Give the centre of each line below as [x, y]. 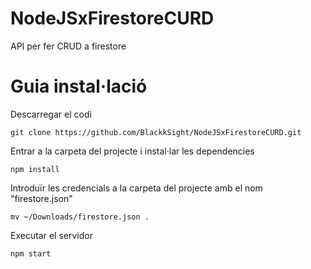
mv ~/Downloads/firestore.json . [80, 217]
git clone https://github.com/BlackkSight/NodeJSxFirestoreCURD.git [156, 132]
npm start [31, 253]
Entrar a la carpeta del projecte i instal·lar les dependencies [132, 151]
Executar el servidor [51, 235]
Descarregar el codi [51, 114]
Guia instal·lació [79, 86]
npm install [35, 169]
